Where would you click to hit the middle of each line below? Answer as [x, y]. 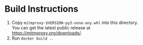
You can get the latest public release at [51, 27]
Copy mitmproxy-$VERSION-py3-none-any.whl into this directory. [75, 22]
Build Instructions [42, 9]
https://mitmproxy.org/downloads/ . [47, 33]
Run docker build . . [32, 38]
